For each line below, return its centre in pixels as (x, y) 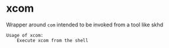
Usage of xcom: (25, 35)
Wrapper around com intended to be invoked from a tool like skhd (85, 25)
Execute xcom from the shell (53, 40)
